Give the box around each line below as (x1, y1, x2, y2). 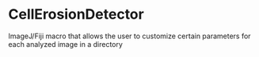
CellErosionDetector (8, 5, 144, 23)
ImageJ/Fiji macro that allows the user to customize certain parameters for (8, 31, 251, 41)
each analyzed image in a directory (8, 39, 123, 48)
